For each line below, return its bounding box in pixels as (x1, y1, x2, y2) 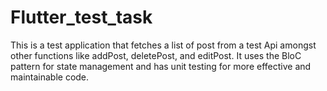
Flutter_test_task (10, 6, 153, 29)
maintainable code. (10, 71, 90, 83)
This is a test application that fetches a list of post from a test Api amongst (10, 39, 317, 51)
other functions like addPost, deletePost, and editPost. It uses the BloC (10, 49, 302, 61)
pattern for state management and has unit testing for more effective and (10, 60, 312, 72)
